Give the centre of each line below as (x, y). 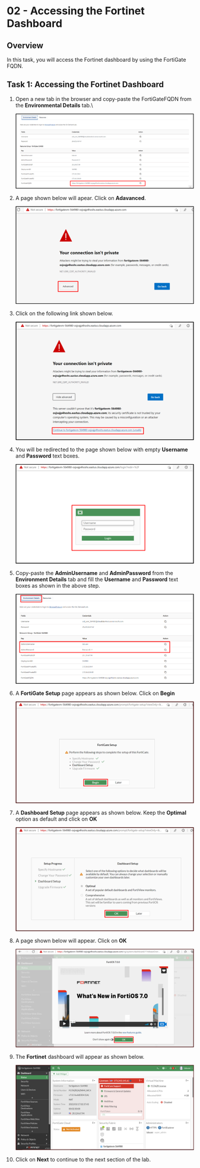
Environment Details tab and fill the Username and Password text (97, 579)
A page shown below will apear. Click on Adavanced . (80, 198)
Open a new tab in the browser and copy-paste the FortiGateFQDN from (103, 99)
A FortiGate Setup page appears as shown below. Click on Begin (95, 693)
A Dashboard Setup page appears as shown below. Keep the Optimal (101, 813)
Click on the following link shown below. (64, 313)
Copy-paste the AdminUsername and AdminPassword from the (94, 573)
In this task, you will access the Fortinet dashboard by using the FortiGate (96, 60)
